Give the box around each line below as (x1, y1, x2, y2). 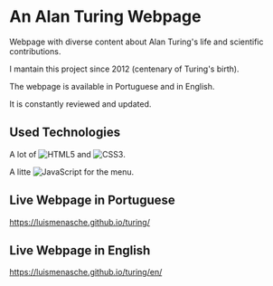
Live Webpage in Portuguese (9, 193, 176, 208)
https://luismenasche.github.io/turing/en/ (9, 267, 163, 278)
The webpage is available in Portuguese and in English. (9, 81, 215, 91)
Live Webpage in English (9, 243, 151, 258)
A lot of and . (9, 148, 127, 159)
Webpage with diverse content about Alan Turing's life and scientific (9, 36, 264, 47)
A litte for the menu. (9, 166, 135, 177)
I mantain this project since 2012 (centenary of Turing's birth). (9, 63, 240, 74)
